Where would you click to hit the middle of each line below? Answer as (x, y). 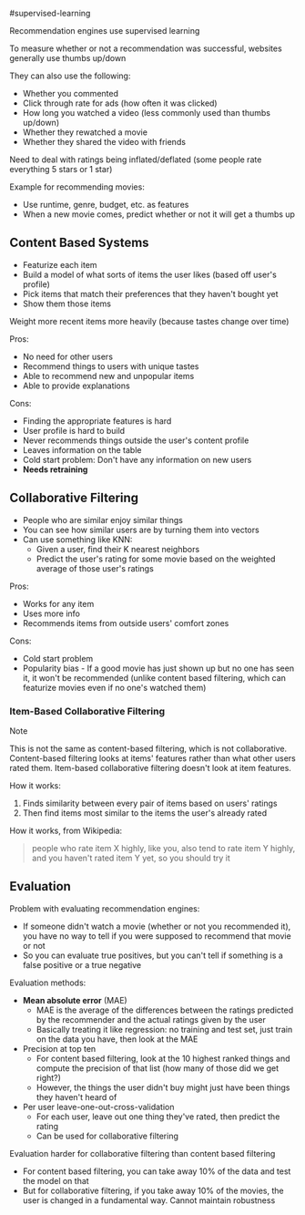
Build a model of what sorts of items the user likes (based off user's (150, 274)
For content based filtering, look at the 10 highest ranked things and (163, 1058)
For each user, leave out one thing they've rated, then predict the (158, 1117)
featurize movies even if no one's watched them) (114, 687)
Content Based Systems (79, 243)
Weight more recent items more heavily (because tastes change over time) (149, 321)
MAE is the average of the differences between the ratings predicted (165, 1010)
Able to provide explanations (76, 386)
